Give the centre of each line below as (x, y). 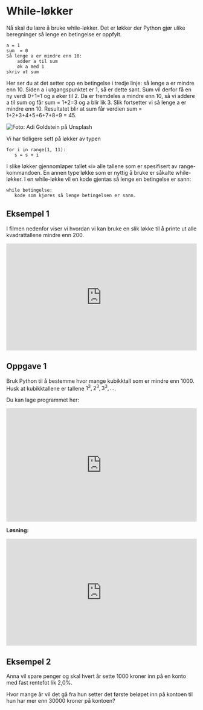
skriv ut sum (23, 72)
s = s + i (27, 155)
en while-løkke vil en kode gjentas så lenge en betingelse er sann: (109, 179)
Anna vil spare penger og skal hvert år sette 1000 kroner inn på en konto (96, 676)
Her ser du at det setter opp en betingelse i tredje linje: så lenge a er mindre (100, 83)
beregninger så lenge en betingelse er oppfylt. (64, 34)
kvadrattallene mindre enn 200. (45, 235)
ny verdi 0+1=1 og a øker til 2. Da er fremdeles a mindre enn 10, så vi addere (101, 96)
